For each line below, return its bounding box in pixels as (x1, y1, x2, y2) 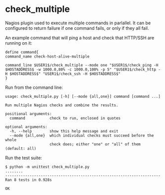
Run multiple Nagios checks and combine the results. (5, 103, 119, 108)
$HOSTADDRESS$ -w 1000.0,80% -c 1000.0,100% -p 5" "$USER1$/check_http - (5, 67, 161, 72)
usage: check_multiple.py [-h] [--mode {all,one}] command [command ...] (5, 94, 161, 99)
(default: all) (5, 146, 37, 151)
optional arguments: (5, 124, 48, 130)
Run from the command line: (5, 84, 63, 90)
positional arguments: (5, 111, 52, 116)
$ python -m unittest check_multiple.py (5, 164, 90, 169)
